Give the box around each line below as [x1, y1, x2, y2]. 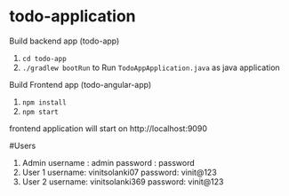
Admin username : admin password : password [21, 157, 195, 168]
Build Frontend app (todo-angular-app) [9, 79, 152, 90]
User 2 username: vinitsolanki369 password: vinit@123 [21, 176, 224, 187]
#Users [9, 140, 36, 151]
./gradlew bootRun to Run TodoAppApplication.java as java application [21, 62, 280, 73]
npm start [21, 107, 60, 116]
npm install [21, 98, 67, 107]
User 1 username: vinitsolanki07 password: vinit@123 [21, 167, 218, 177]
